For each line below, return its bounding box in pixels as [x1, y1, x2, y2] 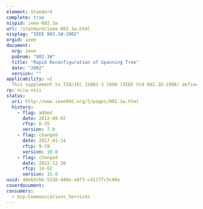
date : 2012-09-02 [22, 115, 66, 121]
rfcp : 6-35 [22, 121, 50, 127]
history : [11, 104, 34, 110]
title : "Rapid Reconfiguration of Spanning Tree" [11, 59, 139, 65]
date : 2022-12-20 [22, 160, 66, 166]
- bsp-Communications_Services [11, 193, 91, 199]
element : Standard [6, 8, 53, 15]
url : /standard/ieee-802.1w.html [6, 25, 91, 32]
